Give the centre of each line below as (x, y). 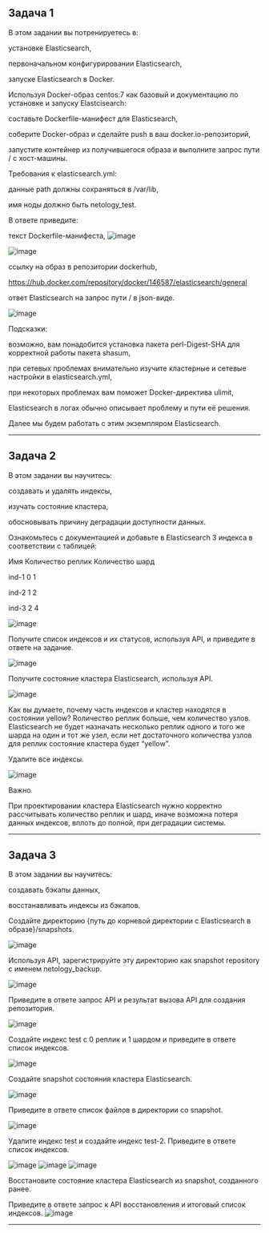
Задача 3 (32, 855)
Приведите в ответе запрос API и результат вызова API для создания (127, 1000)
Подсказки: (28, 328)
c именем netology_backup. (55, 969)
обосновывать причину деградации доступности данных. (107, 522)
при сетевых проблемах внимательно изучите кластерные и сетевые (127, 368)
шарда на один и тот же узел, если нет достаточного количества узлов (130, 735)
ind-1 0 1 (22, 576)
